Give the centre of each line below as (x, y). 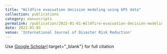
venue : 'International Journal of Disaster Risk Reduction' (69, 32)
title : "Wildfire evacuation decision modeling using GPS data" (73, 10)
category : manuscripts (29, 19)
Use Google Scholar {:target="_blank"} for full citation (60, 46)
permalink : (16, 23)
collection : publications (32, 14)
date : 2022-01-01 (23, 28)
